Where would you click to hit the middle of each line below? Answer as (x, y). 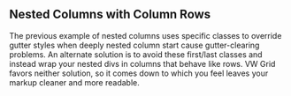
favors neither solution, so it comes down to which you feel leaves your (139, 73)
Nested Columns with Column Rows (110, 15)
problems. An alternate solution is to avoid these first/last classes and (136, 54)
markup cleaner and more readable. (74, 82)
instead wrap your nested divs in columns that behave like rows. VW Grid (142, 63)
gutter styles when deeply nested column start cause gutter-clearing (134, 45)
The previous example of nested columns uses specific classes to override (145, 35)
